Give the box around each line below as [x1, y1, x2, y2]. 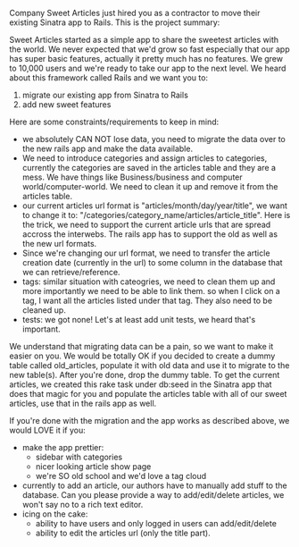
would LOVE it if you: [9, 425, 87, 435]
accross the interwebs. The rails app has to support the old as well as [21, 229, 278, 240]
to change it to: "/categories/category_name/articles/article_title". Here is [21, 210, 291, 220]
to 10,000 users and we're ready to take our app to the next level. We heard [9, 63, 287, 73]
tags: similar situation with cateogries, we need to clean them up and [21, 276, 276, 287]
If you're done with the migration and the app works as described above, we [9, 416, 290, 425]
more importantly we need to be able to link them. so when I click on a [21, 286, 281, 296]
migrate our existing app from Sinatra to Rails [21, 89, 189, 100]
